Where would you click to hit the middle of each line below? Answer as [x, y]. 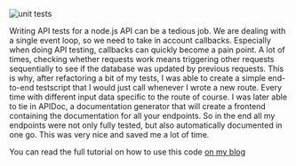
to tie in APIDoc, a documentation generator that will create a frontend [138, 106]
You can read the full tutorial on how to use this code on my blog [128, 152]
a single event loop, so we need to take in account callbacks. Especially [140, 40]
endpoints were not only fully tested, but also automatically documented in [146, 125]
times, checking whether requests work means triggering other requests [142, 59]
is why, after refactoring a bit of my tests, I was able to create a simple [138, 78]
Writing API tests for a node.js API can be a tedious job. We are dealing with [148, 31]
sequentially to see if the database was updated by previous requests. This [147, 68]
